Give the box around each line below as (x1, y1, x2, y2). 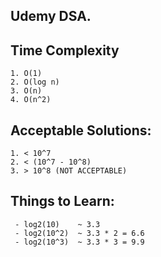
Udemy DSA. (10, 8, 92, 25)
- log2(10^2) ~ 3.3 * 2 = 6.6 (14, 228, 145, 238)
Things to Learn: (10, 193, 115, 210)
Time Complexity (10, 42, 120, 59)
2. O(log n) (10, 77, 60, 88)
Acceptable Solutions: (10, 122, 152, 139)
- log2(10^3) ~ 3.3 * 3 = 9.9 (14, 237, 145, 247)
